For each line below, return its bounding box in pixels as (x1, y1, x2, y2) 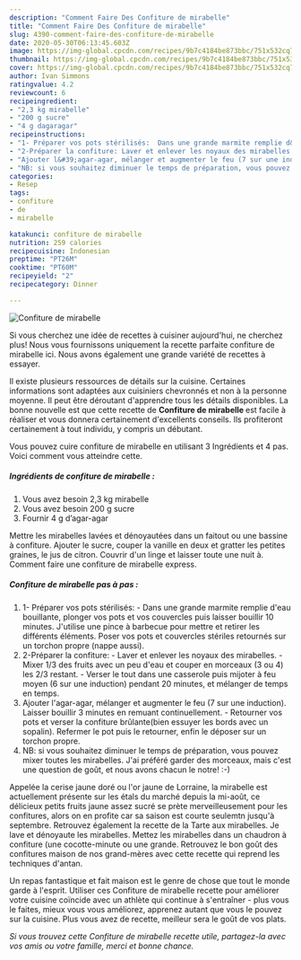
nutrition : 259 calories (9, 238, 102, 247)
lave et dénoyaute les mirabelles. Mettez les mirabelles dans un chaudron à (9, 829, 287, 840)
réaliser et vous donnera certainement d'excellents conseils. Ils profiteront (9, 414, 284, 425)
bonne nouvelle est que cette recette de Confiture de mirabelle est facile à (9, 404, 287, 415)
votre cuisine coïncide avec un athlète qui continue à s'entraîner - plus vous (9, 894, 289, 905)
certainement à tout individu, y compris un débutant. (9, 423, 203, 434)
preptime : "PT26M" (9, 255, 78, 264)
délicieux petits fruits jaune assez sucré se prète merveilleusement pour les (9, 800, 288, 811)
